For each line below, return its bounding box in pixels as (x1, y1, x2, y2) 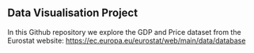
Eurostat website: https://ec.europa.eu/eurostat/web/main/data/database (7, 36, 246, 45)
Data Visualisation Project (7, 6, 138, 20)
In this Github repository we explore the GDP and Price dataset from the (7, 27, 242, 36)
